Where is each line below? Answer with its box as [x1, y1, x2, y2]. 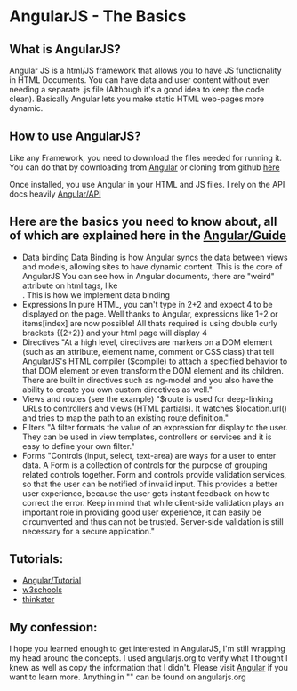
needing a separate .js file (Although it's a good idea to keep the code [9, 84, 265, 94]
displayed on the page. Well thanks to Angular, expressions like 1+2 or [21, 309, 278, 319]
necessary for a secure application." [21, 526, 156, 536]
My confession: [9, 620, 98, 635]
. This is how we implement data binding [21, 289, 171, 300]
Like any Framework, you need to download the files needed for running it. [9, 152, 283, 163]
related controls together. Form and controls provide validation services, [21, 469, 287, 479]
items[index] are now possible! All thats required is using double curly [21, 317, 278, 328]
